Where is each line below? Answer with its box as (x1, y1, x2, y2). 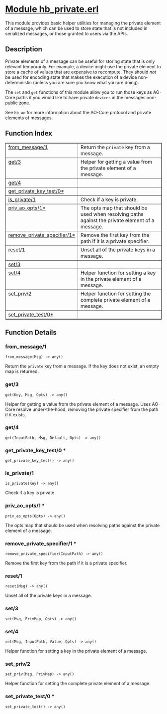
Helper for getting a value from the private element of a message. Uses (5, 401, 151, 407)
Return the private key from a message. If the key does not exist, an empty (5, 363, 160, 369)
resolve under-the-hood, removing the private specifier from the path (16, 406, 159, 412)
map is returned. (5, 368, 39, 374)
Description (5, 45, 42, 53)
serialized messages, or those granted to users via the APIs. (5, 30, 128, 36)
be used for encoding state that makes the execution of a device (5, 74, 137, 80)
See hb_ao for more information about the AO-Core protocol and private (5, 109, 152, 115)
